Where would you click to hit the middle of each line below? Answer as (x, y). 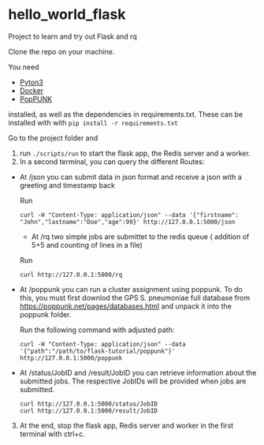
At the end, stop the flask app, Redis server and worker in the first (126, 425)
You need (24, 67)
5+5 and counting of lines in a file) (87, 245)
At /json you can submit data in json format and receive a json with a (130, 177)
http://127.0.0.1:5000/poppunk (71, 358)
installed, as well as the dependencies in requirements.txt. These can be (125, 114)
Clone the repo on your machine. (61, 51)
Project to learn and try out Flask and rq (73, 36)
